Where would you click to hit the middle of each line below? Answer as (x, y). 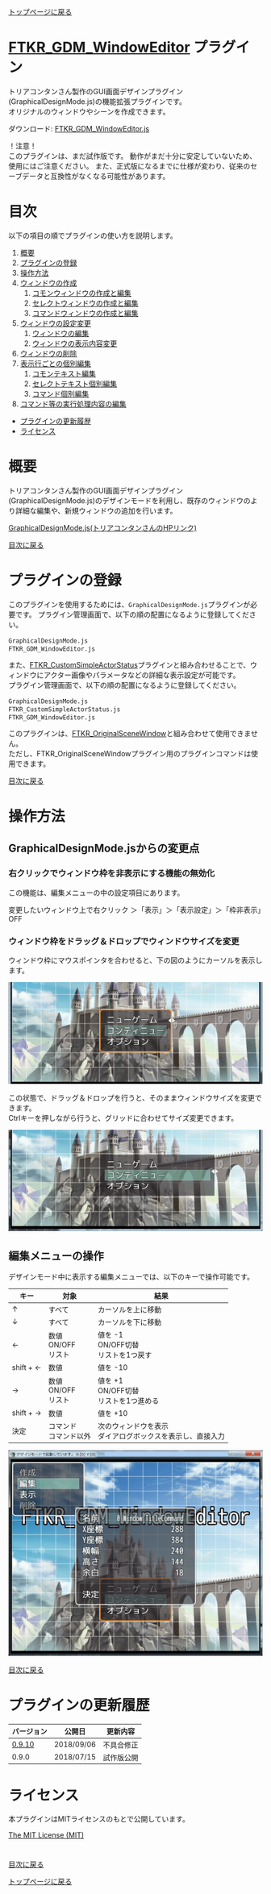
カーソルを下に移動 (130, 1322)
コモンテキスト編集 (64, 373)
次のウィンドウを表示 (133, 1426)
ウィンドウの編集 (60, 333)
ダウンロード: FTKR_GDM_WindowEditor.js (79, 128)
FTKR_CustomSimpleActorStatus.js (65, 709)
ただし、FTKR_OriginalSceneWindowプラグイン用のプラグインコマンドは (130, 753)
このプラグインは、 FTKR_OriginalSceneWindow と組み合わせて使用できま (130, 733)
